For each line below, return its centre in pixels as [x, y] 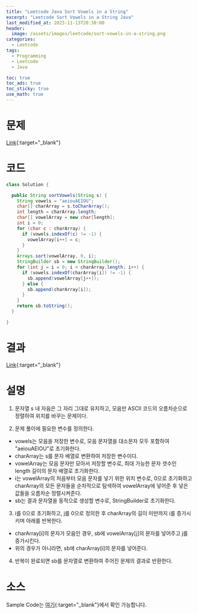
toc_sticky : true [28, 89]
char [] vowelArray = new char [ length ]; [66, 218]
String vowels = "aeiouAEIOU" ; [55, 201]
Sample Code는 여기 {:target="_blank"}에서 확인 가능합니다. [76, 604]
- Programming [29, 56]
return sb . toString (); [45, 306]
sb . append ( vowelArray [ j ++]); [63, 278]
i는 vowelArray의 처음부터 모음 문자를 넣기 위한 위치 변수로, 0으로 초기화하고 [103, 478]
